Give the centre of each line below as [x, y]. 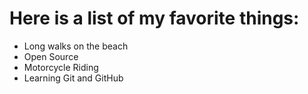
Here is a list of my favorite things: [154, 18]
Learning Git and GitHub [73, 78]
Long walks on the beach [76, 46]
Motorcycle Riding [61, 67]
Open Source [51, 56]
